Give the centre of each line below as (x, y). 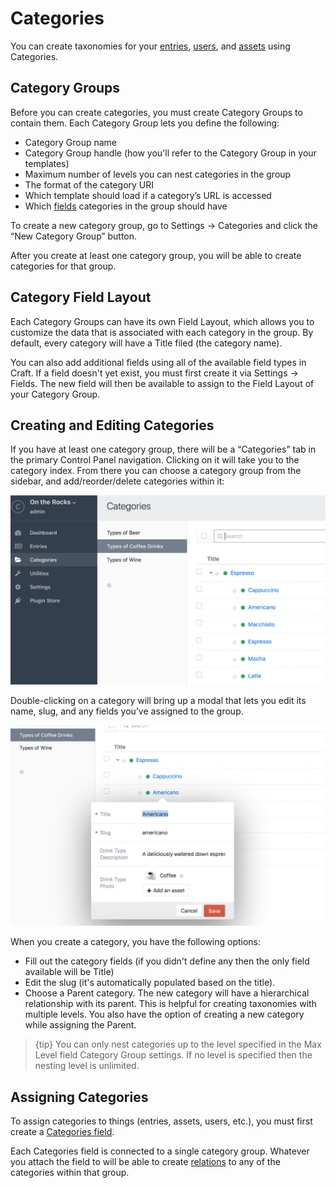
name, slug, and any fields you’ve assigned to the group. (127, 711)
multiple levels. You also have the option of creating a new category (164, 1014)
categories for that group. (63, 266)
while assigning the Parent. (80, 1025)
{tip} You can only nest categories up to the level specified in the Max (178, 1044)
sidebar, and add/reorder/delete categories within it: (117, 481)
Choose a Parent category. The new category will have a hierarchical (167, 993)
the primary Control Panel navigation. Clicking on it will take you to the (155, 460)
